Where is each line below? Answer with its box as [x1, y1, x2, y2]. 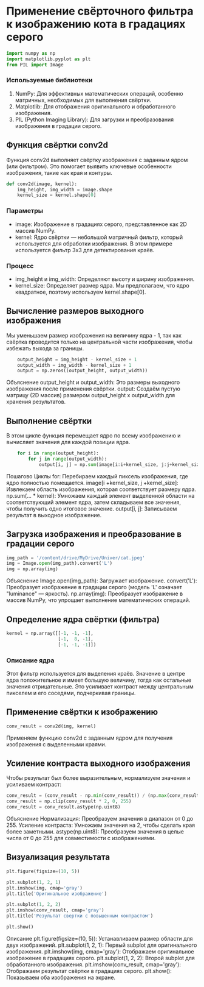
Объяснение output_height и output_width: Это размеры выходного [6, 379, 180, 386]
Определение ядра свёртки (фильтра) [6, 614, 160, 624]
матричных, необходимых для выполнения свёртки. [15, 96, 152, 104]
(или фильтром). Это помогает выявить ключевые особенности [6, 163, 172, 170]
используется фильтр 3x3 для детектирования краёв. [15, 246, 155, 253]
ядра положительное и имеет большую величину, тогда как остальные [6, 676, 192, 684]
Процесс [6, 261, 34, 270]
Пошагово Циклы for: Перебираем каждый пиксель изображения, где [6, 472, 188, 479]
